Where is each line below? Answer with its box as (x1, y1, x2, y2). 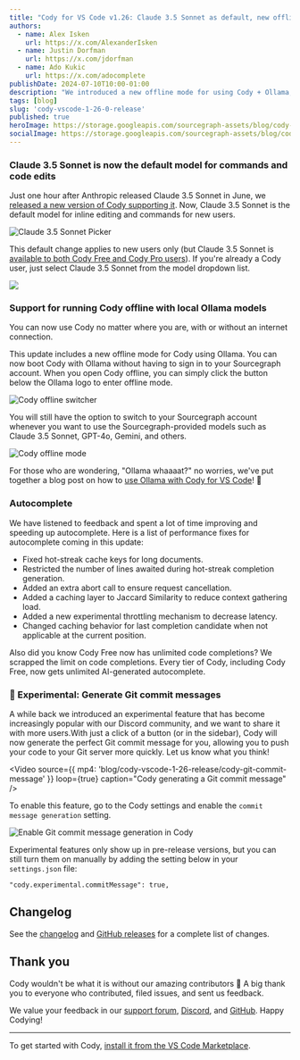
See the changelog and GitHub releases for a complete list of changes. (9, 928, 270, 939)
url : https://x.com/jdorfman (25, 54, 134, 63)
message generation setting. (9, 810, 112, 821)
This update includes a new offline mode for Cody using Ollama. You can (9, 349, 278, 360)
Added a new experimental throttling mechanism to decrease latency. (21, 611, 279, 622)
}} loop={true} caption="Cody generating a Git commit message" (46, 773, 287, 784)
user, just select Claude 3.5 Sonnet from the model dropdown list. (9, 263, 251, 273)
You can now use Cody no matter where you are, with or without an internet (9, 322, 288, 333)
